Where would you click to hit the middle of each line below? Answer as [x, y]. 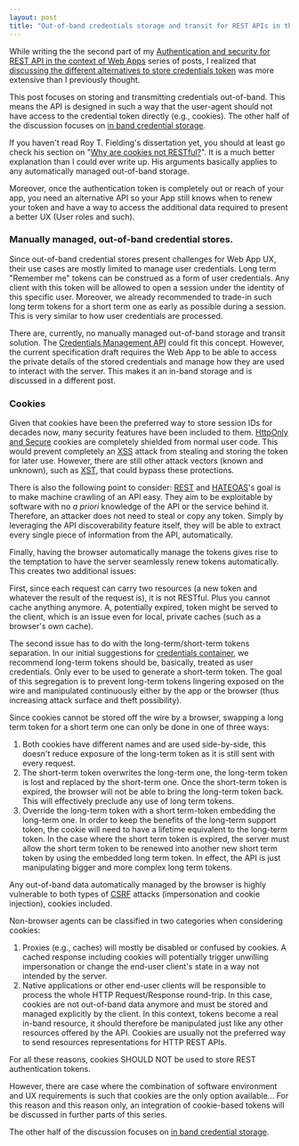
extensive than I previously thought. [75, 79]
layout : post [33, 17]
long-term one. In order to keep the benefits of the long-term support [149, 820]
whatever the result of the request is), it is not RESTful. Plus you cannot [140, 598]
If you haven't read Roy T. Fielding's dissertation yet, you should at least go [147, 143]
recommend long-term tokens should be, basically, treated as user [131, 663]
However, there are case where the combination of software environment [143, 1086]
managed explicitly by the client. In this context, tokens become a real [150, 1014]
